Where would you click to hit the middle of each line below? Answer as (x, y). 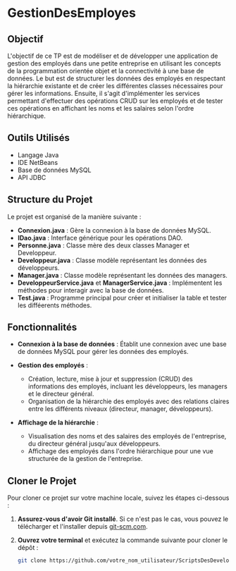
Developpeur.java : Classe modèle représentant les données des (112, 260)
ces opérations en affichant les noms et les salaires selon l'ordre (101, 108)
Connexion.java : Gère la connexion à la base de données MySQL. (114, 230)
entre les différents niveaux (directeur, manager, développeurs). (120, 409)
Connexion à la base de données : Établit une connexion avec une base (122, 344)
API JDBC (32, 177)
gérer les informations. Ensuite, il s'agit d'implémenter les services (104, 93)
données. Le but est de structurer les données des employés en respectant (116, 78)
